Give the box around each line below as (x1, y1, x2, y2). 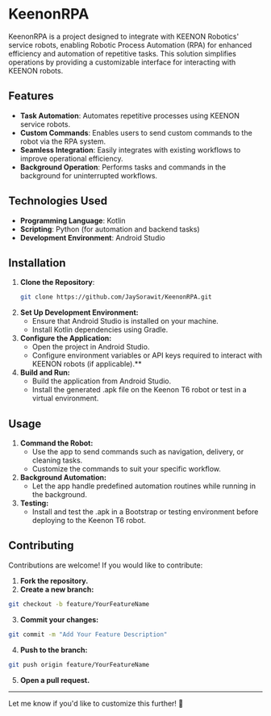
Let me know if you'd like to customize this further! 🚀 (8, 698, 184, 708)
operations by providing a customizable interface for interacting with (8, 57, 236, 67)
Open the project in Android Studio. (31, 342, 150, 352)
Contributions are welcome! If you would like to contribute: (8, 560, 203, 570)
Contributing (8, 538, 74, 553)
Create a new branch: (19, 584, 94, 594)
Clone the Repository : (19, 278, 95, 287)
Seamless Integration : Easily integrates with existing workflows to (19, 144, 241, 154)
